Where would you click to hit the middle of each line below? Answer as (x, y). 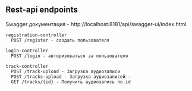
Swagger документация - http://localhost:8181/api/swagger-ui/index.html (96, 24)
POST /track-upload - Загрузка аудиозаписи (65, 71)
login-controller (27, 51)
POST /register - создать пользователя (60, 40)
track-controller (27, 66)
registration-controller (36, 35)
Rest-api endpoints (42, 10)
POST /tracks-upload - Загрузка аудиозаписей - (71, 77)
